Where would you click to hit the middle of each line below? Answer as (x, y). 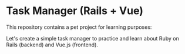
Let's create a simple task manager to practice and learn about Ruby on (92, 38)
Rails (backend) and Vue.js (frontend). (52, 45)
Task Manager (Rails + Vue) (75, 11)
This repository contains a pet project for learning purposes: (79, 27)
